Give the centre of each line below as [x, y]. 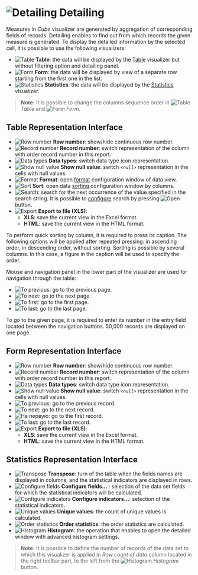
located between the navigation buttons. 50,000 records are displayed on [95, 326]
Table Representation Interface [64, 127]
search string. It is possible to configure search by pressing [87, 198]
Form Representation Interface [64, 351]
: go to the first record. [76, 416]
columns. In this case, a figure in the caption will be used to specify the [92, 254]
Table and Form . [51, 108]
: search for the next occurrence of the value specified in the [112, 192]
